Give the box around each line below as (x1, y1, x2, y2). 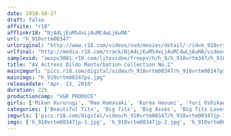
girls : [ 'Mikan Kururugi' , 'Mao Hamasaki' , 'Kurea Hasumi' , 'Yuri (7, 100, 201, 106)
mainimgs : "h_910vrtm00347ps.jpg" (7, 73, 107, 81)
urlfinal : (7, 49, 36, 56)
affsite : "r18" (7, 23, 51, 30)
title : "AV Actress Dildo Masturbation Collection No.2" (7, 61, 174, 68)
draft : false (7, 16, 45, 23)
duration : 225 (7, 87, 48, 93)
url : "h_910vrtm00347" (7, 36, 72, 43)
